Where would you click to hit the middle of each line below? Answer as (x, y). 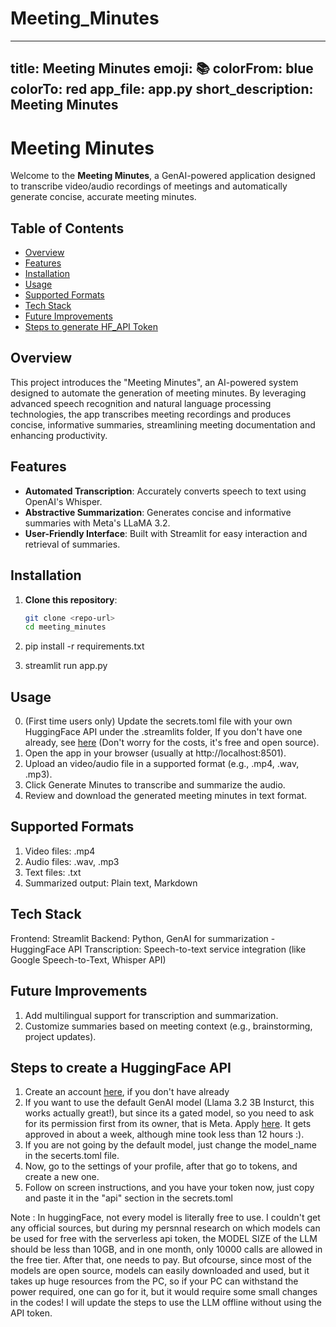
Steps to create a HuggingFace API (121, 1067)
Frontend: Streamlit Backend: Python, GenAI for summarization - (143, 938)
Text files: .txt (53, 872)
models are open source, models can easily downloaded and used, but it (160, 1271)
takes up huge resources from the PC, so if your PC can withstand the (154, 1281)
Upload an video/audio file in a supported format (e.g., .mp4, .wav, (162, 764)
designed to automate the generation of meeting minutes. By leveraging (158, 393)
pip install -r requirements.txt (84, 646)
